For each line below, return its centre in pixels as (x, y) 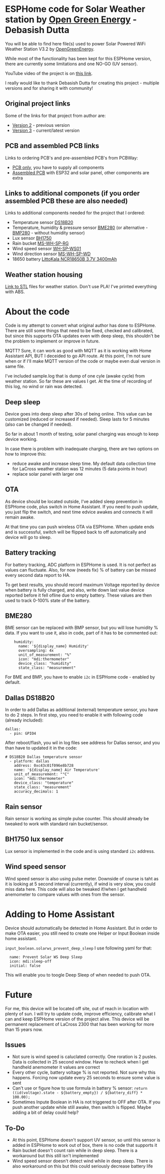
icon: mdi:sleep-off (31, 961)
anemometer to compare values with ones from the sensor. (65, 894)
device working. (21, 439)
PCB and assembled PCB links (52, 146)
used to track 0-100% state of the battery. (48, 600)
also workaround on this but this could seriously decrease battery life (82, 1166)
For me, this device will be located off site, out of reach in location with (77, 1008)
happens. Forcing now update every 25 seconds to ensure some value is (86, 1078)
